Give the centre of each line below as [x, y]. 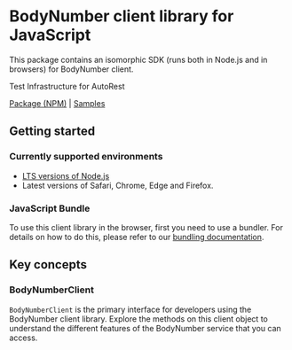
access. [24, 338]
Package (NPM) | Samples [57, 103]
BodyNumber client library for [122, 16]
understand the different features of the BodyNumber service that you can [145, 328]
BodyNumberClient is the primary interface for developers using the [130, 309]
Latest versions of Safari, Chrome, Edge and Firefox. [118, 185]
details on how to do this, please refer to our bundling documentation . [137, 237]
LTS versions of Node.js [66, 175]
